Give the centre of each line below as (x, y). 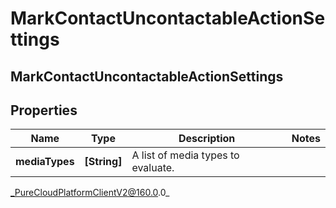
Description (207, 139)
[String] (103, 162)
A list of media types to (185, 155)
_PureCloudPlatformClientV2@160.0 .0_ (90, 193)
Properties (44, 110)
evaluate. (153, 168)
